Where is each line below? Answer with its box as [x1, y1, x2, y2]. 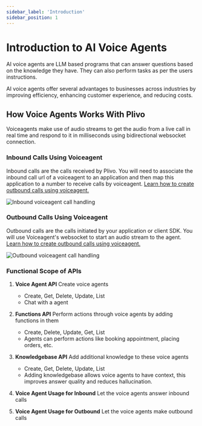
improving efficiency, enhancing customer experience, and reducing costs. [6, 92, 193, 99]
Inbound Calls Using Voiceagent [6, 153, 103, 162]
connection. [6, 138, 36, 145]
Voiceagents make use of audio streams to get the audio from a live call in [6, 125, 191, 133]
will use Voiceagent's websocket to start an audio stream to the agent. [6, 233, 181, 241]
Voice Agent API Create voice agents [15, 281, 109, 288]
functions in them [15, 317, 59, 324]
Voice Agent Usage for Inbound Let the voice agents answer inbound [15, 390, 189, 397]
